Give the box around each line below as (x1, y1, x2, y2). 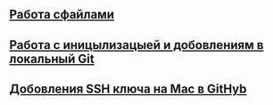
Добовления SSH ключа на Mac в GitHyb (9, 82, 247, 97)
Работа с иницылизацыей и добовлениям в (9, 37, 264, 52)
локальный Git (9, 51, 95, 66)
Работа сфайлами (9, 7, 114, 22)
